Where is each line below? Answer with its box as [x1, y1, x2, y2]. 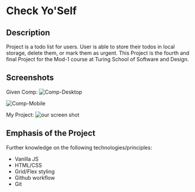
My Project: [6, 111, 34, 118]
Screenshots [6, 72, 54, 83]
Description [6, 28, 50, 38]
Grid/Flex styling [14, 168, 55, 175]
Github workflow [14, 174, 55, 181]
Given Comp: [6, 88, 38, 95]
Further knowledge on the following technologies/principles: [6, 144, 152, 151]
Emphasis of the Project [6, 128, 95, 138]
